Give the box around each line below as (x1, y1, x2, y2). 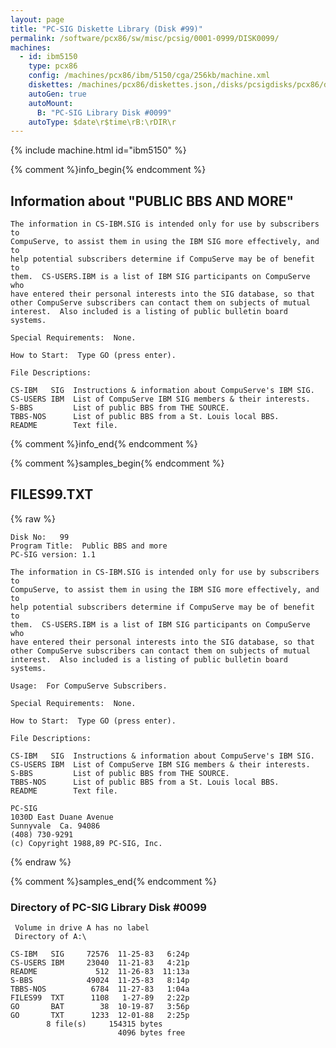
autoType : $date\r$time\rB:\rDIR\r (28, 117, 177, 127)
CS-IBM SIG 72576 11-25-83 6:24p (10, 949, 190, 960)
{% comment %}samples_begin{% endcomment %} (10, 457, 225, 470)
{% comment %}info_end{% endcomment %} (10, 438, 198, 450)
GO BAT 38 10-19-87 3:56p (10, 1002, 190, 1012)
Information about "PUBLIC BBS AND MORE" (10, 192, 295, 210)
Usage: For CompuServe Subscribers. (10, 681, 168, 691)
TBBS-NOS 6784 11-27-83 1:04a (10, 984, 190, 995)
